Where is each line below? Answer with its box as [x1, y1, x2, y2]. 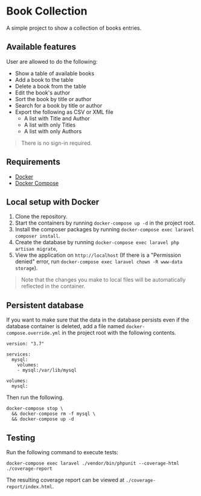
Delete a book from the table [14, 82, 86, 90]
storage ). [14, 265, 38, 272]
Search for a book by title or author [14, 102, 103, 109]
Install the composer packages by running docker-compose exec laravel [14, 226, 194, 233]
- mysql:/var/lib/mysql [17, 368, 77, 374]
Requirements [6, 157, 60, 167]
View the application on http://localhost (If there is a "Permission [14, 251, 181, 259]
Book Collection [6, 4, 88, 18]
